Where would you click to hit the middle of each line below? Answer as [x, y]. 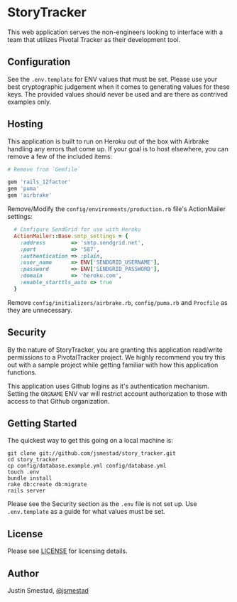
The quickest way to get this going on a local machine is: [90, 441]
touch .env [23, 472]
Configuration [39, 62]
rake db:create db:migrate [47, 485]
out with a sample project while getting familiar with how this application [113, 365]
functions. [22, 372]
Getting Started [42, 424]
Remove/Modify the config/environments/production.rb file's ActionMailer [116, 209]
